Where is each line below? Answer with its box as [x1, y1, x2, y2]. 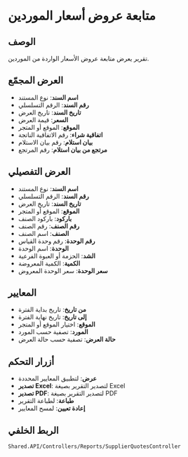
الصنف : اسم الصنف [18, 229, 69, 237]
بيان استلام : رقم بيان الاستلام [18, 138, 93, 146]
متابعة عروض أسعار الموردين [8, 8, 156, 24]
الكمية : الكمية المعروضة [18, 259, 81, 267]
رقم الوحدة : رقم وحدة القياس [18, 237, 95, 245]
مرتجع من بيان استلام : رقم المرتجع [18, 145, 108, 154]
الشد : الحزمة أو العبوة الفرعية [18, 251, 95, 260]
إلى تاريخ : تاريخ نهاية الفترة [18, 313, 87, 322]
